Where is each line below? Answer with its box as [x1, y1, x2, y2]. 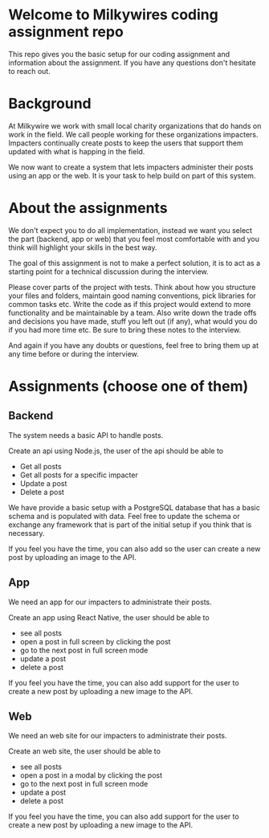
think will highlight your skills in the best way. [8, 243, 158, 252]
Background [8, 95, 92, 113]
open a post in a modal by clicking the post [19, 771, 163, 780]
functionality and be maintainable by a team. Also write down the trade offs [8, 308, 257, 317]
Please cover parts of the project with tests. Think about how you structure [8, 282, 256, 292]
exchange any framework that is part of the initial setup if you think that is [8, 520, 252, 529]
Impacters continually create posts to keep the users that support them [8, 138, 243, 148]
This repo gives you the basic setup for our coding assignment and [8, 49, 230, 59]
